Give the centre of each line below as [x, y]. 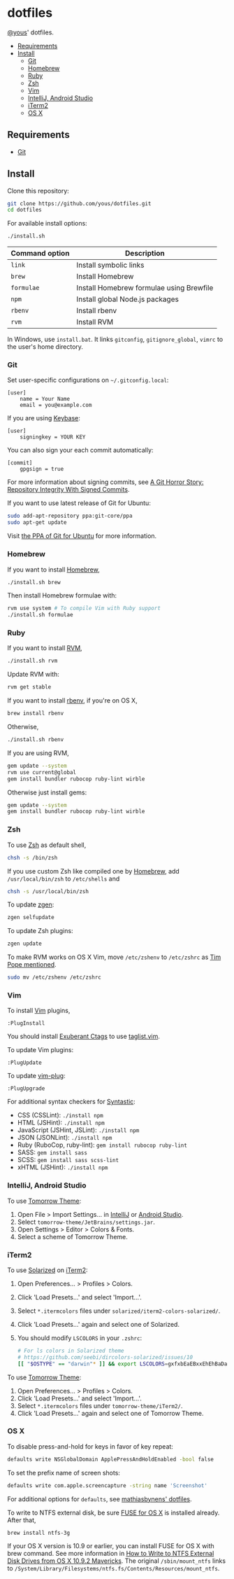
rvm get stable [29, 687]
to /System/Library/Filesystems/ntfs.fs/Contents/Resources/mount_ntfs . [114, 1568]
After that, [22, 1520]
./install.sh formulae [40, 615]
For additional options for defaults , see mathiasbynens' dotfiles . [100, 1499]
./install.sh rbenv [36, 740]
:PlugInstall [26, 1023]
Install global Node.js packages [128, 299]
